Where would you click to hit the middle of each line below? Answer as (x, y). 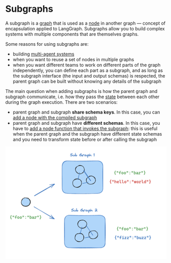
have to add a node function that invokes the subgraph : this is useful (85, 128)
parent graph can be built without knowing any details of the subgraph (87, 81)
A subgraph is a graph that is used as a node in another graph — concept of (85, 23)
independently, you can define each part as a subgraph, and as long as (88, 70)
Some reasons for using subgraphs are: (47, 44)
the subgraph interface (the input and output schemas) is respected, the (89, 76)
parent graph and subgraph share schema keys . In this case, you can (86, 112)
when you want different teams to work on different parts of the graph (87, 65)
